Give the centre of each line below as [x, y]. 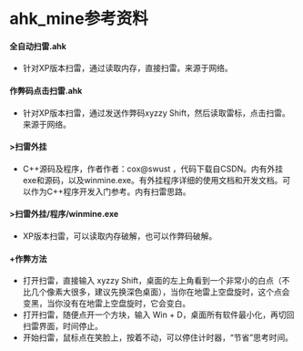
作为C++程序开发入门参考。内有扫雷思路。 [111, 191]
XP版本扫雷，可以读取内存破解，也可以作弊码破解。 [120, 236]
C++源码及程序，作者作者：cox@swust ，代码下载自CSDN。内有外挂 [153, 169]
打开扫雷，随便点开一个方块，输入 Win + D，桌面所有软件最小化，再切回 [158, 315]
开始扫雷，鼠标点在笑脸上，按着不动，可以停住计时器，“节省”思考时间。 [158, 337]
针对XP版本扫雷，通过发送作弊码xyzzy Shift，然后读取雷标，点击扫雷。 [157, 113]
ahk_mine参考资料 [79, 19]
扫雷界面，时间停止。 [62, 326]
